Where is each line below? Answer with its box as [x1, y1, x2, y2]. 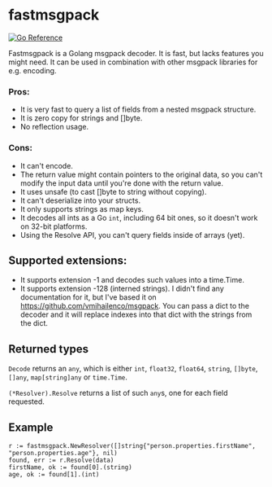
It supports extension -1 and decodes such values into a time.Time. [19, 275, 245, 285]
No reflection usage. [19, 122, 89, 132]
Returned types [8, 342, 89, 356]
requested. [8, 397, 45, 406]
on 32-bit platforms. [19, 222, 88, 231]
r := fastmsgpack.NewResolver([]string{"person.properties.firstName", [8, 441, 256, 450]
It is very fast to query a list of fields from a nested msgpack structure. [19, 104, 257, 115]
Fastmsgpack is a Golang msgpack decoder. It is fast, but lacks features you [8, 48, 264, 58]
